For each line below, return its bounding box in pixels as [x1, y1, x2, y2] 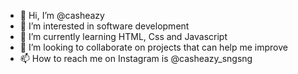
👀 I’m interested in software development [19, 20, 190, 32]
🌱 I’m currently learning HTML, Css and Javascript [19, 31, 228, 42]
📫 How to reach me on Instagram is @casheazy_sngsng [19, 53, 253, 64]
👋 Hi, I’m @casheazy [19, 10, 105, 21]
